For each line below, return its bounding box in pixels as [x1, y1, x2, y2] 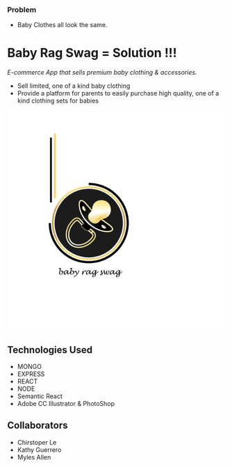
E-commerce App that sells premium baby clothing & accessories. [7, 68, 197, 77]
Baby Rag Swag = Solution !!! [7, 45, 177, 61]
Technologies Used [7, 344, 92, 356]
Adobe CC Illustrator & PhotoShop [17, 400, 115, 408]
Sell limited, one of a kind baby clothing [17, 82, 131, 90]
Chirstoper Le [17, 438, 57, 446]
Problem [7, 5, 37, 15]
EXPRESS [17, 370, 45, 378]
